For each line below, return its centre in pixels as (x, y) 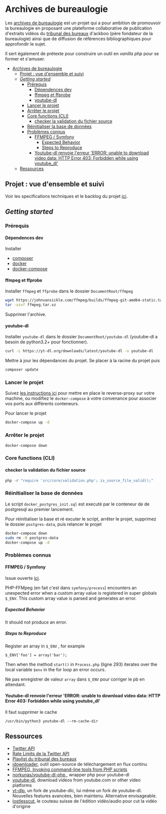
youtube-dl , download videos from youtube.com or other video (76, 780)
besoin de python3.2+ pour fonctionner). (47, 342)
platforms (22, 785)
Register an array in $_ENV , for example (45, 646)
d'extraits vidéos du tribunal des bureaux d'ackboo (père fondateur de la (79, 33)
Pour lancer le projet (26, 413)
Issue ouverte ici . (23, 578)
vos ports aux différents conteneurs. (42, 404)
